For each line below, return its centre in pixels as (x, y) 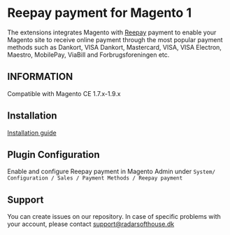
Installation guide (32, 133)
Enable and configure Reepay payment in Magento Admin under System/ (111, 172)
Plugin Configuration (53, 155)
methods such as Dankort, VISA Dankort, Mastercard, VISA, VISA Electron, (115, 47)
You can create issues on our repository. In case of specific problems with (114, 217)
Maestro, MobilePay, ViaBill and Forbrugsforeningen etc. (88, 55)
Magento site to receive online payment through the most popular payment (115, 39)
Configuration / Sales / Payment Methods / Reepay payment (95, 178)
